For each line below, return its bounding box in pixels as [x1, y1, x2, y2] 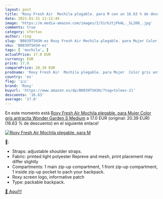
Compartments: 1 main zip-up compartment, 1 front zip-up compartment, [12, 164, 158, 170]
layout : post [5, 7, 32, 12]
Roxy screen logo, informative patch [12, 174, 85, 180]
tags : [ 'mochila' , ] [5, 47, 49, 52]
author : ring [5, 34, 32, 39]
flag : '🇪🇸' [5, 79, 29, 84]
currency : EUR [5, 57, 34, 61]
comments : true [5, 25, 36, 30]
